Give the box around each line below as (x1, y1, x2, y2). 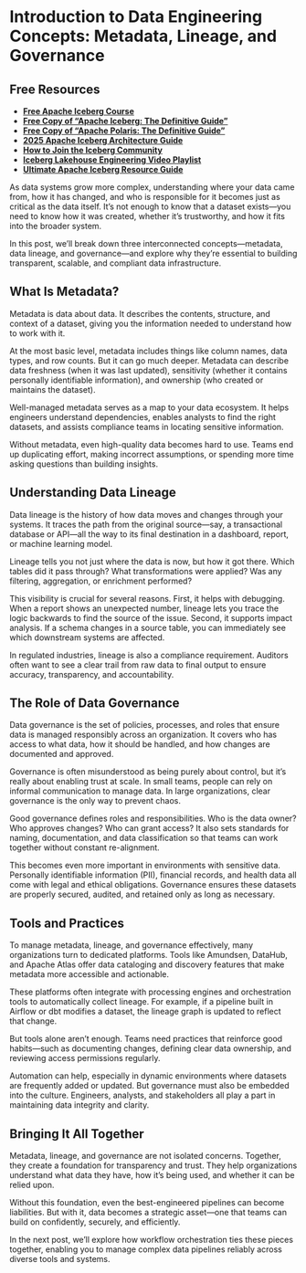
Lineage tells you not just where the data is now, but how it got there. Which (9, 555, 295, 567)
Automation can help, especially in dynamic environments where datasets (9, 1070, 288, 1081)
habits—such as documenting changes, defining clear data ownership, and (9, 1043, 292, 1054)
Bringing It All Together (9, 1126, 144, 1141)
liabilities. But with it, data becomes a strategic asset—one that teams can (9, 1207, 288, 1218)
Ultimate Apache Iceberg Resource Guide (22, 164, 184, 174)
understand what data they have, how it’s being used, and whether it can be (9, 1170, 295, 1181)
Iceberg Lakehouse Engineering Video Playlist (22, 154, 202, 165)
